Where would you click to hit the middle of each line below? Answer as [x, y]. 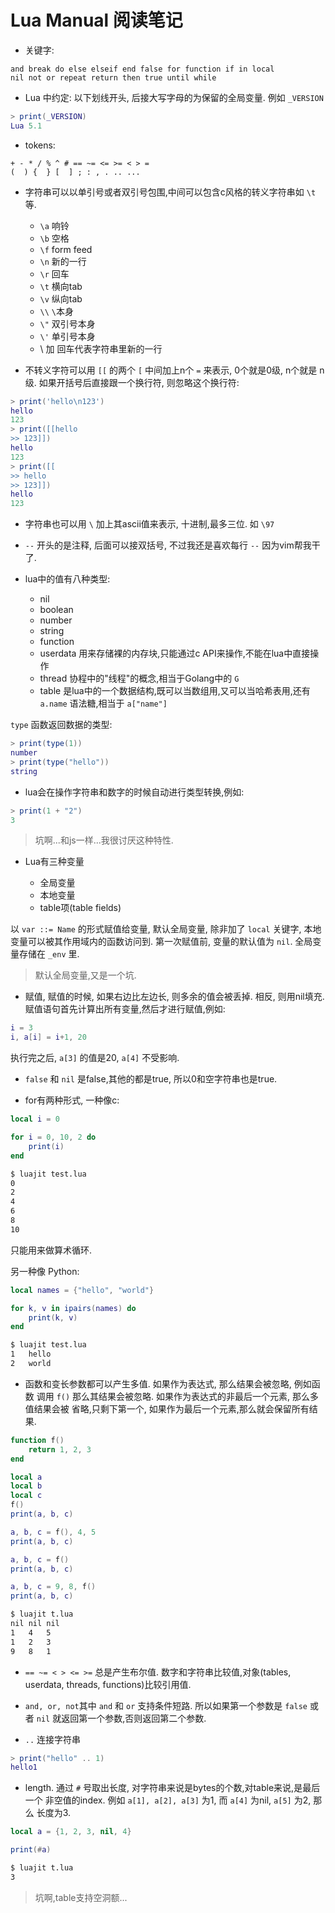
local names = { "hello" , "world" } [82, 1290]
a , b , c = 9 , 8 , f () [53, 1587]
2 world [31, 1364]
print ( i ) [46, 1146]
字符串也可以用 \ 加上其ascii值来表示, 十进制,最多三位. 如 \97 [149, 524]
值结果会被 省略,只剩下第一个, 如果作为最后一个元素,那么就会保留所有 [167, 1408]
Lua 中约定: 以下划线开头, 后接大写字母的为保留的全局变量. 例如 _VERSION [174, 97]
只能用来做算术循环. [51, 1250]
